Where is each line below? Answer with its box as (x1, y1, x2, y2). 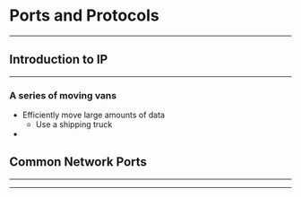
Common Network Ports (9, 154, 148, 170)
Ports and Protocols (9, 5, 159, 26)
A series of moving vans (9, 89, 117, 101)
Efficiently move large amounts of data (21, 109, 166, 121)
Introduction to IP (9, 52, 108, 67)
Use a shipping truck (35, 119, 113, 130)
